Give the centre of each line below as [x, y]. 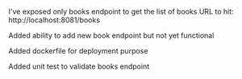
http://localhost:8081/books [54, 20]
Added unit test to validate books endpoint [79, 66]
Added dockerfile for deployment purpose [78, 51]
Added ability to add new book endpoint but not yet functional [111, 36]
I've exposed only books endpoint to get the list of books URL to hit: [121, 12]
